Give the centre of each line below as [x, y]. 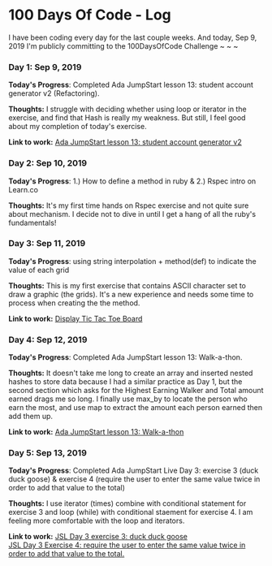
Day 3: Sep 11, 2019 [47, 244]
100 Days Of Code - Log [90, 15]
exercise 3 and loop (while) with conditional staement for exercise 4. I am [131, 512]
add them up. [31, 417]
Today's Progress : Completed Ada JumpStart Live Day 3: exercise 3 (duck [134, 471]
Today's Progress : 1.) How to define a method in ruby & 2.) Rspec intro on [132, 181]
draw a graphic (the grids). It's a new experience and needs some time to [131, 294]
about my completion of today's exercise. [78, 127]
